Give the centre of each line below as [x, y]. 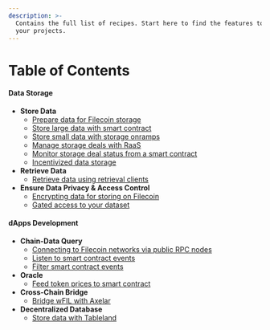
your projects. [41, 31]
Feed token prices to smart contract [91, 283]
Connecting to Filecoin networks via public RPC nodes [122, 249]
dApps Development [43, 223]
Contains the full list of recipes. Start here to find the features [134, 23]
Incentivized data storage [74, 162]
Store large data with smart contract [92, 128]
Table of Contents [69, 70]
